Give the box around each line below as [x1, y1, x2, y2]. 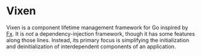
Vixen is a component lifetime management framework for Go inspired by [6, 24, 188, 31]
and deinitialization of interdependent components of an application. [6, 43, 176, 50]
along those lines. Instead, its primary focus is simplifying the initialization [6, 36, 190, 43]
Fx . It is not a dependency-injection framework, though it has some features [6, 30, 195, 37]
